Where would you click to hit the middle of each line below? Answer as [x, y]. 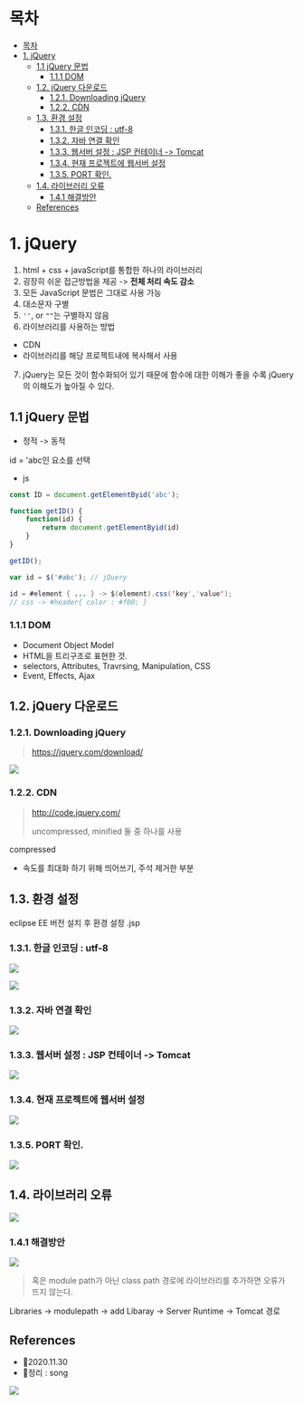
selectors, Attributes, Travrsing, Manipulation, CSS [116, 665]
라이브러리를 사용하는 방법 [69, 326]
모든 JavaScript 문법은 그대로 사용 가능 [92, 292]
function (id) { [54, 520]
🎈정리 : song [45, 1372]
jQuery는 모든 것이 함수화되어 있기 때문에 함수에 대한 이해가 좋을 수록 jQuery [158, 374]
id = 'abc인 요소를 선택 [50, 460]
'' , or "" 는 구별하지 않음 [66, 315]
